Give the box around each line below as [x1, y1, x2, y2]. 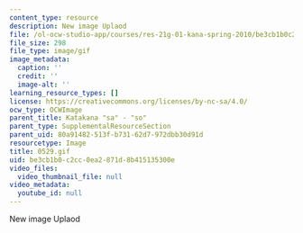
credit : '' [17, 72, 59, 81]
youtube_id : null [17, 189, 83, 198]
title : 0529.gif [9, 147, 70, 156]
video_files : [9, 164, 59, 173]
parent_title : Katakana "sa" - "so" [9, 113, 147, 122]
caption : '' [17, 64, 63, 73]
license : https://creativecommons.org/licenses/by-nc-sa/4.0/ [9, 96, 248, 106]
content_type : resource [9, 13, 99, 22]
